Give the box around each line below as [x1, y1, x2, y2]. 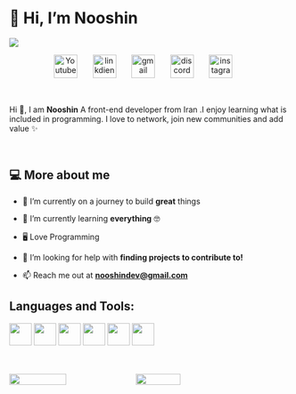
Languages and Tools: [9, 299, 136, 314]
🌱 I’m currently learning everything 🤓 [21, 213, 160, 223]
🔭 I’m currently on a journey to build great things [21, 196, 201, 206]
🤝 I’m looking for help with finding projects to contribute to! [21, 252, 243, 262]
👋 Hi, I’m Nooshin [9, 8, 138, 28]
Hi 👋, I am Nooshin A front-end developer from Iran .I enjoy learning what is [9, 104, 287, 115]
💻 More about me [9, 168, 111, 183]
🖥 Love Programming [21, 231, 100, 242]
